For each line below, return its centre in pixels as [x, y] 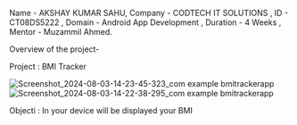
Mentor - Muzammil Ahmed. [61, 32]
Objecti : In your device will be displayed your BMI [101, 110]
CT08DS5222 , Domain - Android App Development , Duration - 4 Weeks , [145, 22]
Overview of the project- [54, 49]
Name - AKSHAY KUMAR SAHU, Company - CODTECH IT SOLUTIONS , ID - [148, 13]
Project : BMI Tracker [48, 67]
